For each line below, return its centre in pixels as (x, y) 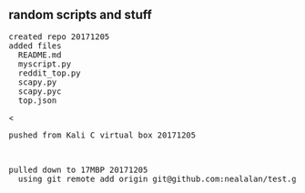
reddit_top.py (49, 73)
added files (35, 46)
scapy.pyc (40, 91)
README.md (40, 55)
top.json (37, 100)
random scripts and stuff (80, 15)
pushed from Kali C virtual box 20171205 (102, 135)
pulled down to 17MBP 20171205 (78, 169)
